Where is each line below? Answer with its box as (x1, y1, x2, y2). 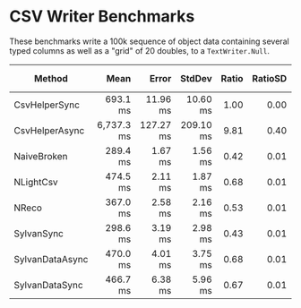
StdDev (180, 72, 212, 84)
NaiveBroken (13, 150, 68, 162)
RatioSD (252, 72, 288, 84)
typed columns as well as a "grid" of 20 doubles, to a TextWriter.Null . (9, 45, 271, 56)
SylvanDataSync (13, 278, 83, 291)
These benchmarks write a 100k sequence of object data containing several (9, 36, 289, 47)
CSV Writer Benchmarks (9, 6, 195, 27)
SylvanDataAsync (13, 252, 89, 265)
